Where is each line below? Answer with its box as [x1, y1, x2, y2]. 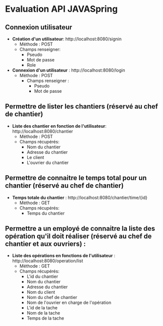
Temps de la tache [26, 315, 65, 321]
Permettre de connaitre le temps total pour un [5, 174, 147, 182]
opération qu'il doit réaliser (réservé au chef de [5, 232, 152, 241]
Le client [26, 154, 45, 160]
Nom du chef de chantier [26, 295, 77, 300]
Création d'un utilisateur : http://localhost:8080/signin [12, 36, 122, 42]
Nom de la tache [26, 310, 60, 316]
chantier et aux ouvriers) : [5, 240, 86, 248]
